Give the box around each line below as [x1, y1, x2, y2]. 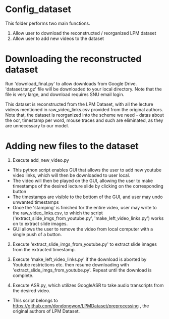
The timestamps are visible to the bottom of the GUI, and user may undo [12, 194, 163, 200]
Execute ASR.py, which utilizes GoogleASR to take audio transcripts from [12, 282, 164, 288]
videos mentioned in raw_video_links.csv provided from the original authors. [5, 106, 163, 112]
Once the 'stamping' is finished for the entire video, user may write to [12, 204, 157, 210]
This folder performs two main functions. [5, 20, 90, 26]
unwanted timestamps [12, 199, 59, 205]
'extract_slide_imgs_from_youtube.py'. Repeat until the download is [12, 267, 152, 273]
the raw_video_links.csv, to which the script [12, 210, 103, 216]
